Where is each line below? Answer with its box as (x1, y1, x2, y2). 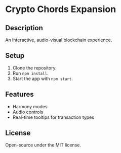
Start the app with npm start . (12, 75, 73, 82)
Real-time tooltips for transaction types (12, 114, 95, 120)
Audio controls (12, 109, 44, 115)
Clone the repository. (12, 64, 57, 71)
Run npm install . (12, 70, 49, 76)
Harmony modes (12, 103, 48, 109)
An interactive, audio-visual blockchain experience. (5, 37, 112, 43)
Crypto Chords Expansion (5, 4, 116, 15)
